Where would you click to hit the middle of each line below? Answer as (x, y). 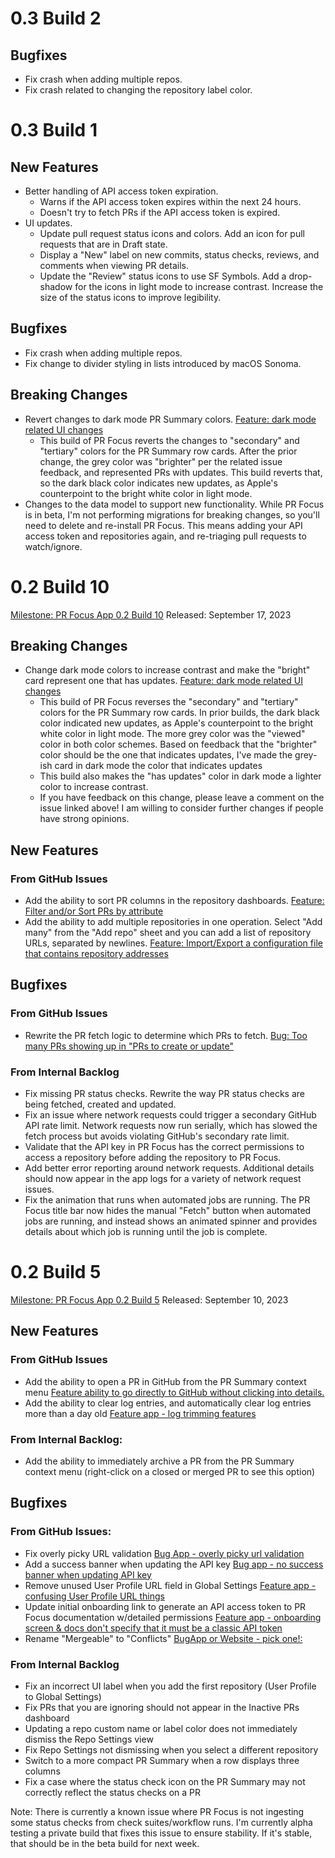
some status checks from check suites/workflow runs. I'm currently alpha (161, 1822)
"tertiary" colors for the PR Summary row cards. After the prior (168, 451)
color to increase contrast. (94, 787)
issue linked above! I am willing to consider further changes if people (181, 808)
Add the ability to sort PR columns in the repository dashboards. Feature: (174, 901)
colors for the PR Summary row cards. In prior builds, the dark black (179, 713)
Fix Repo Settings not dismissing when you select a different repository (171, 1749)
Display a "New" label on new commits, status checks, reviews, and (179, 255)
